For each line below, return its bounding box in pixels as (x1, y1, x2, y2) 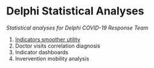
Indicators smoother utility (14, 36, 80, 43)
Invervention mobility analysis (14, 55, 89, 62)
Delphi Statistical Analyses (6, 4, 144, 18)
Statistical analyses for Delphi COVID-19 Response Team (6, 24, 149, 31)
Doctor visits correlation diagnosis (14, 42, 101, 49)
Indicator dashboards (14, 48, 68, 55)
